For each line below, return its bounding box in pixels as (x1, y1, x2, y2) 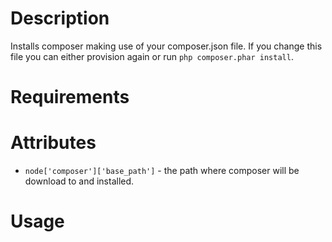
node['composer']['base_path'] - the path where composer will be (24, 165, 300, 177)
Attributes (10, 132, 97, 154)
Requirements (10, 86, 130, 109)
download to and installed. (24, 175, 135, 187)
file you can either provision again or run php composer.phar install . (10, 50, 294, 62)
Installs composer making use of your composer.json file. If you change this (10, 40, 323, 52)
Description (10, 7, 110, 30)
